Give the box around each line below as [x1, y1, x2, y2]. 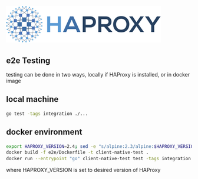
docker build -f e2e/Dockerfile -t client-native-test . [6, 150, 149, 155]
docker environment [6, 127, 82, 137]
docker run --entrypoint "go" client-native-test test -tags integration [6, 156, 192, 162]
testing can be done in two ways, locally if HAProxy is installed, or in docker [6, 71, 190, 78]
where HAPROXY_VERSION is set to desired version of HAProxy [6, 167, 161, 174]
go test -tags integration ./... [6, 111, 88, 117]
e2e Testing [6, 55, 51, 65]
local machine [6, 94, 59, 104]
